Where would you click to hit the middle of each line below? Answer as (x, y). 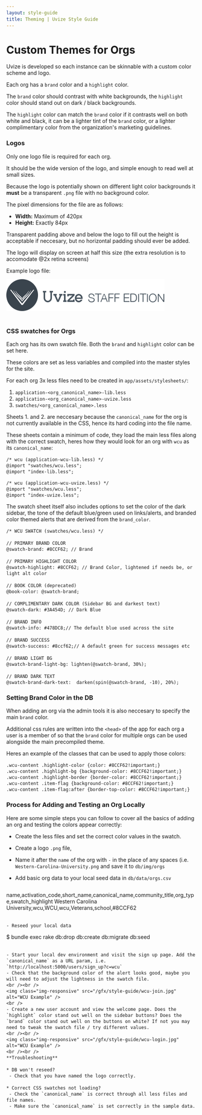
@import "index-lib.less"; (40, 472)
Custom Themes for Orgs (71, 50)
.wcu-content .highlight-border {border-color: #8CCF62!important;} (94, 778)
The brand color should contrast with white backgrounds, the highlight (95, 96)
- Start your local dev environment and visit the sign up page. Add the (101, 955)
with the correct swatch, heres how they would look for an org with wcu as (98, 441)
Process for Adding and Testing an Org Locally (76, 805)
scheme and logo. (29, 73)
